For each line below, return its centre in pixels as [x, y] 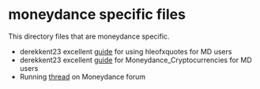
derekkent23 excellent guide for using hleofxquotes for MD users [126, 51]
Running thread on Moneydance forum [83, 76]
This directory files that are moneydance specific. [89, 36]
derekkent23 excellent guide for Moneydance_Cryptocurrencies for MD [136, 60]
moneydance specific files [97, 15]
